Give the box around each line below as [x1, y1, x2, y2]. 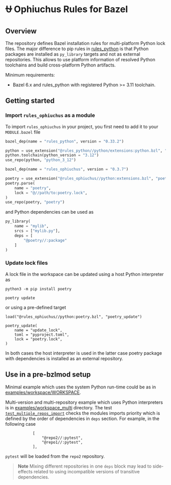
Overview [5, 27, 37, 35]
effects [17, 468, 33, 474]
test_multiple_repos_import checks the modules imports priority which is [5, 410, 160, 416]
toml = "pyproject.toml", [14, 332, 70, 337]
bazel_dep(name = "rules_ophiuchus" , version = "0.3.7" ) [5, 167, 129, 172]
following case [5, 421, 36, 427]
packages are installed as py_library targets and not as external [5, 51, 140, 57]
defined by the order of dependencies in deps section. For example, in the [5, 415, 159, 422]
